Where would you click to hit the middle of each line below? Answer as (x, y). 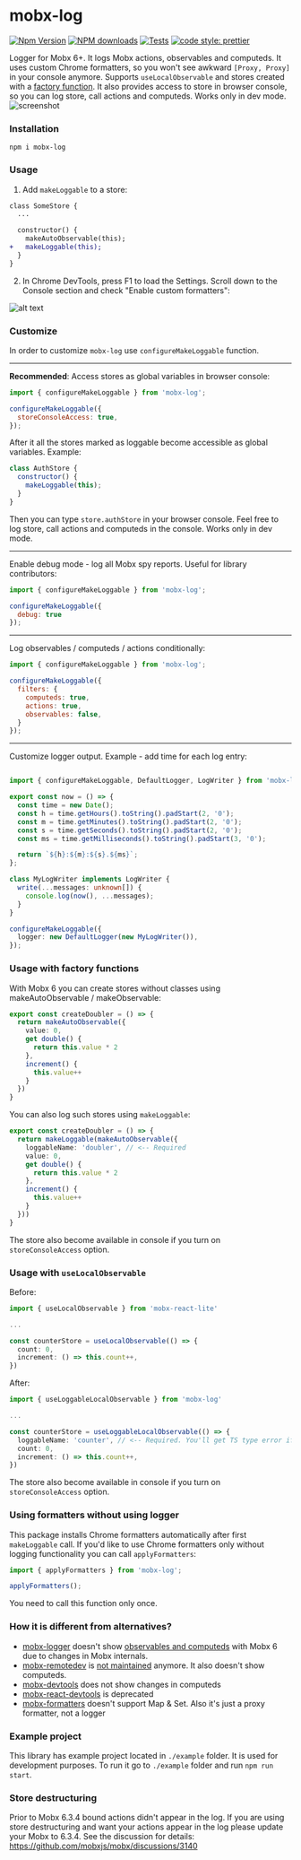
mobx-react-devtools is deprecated (88, 1694)
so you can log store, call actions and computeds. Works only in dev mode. (148, 96)
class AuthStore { (43, 469)
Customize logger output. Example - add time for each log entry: (129, 756)
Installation (34, 128)
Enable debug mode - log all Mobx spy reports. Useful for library (129, 564)
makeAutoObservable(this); (76, 239)
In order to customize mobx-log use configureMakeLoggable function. (134, 350)
